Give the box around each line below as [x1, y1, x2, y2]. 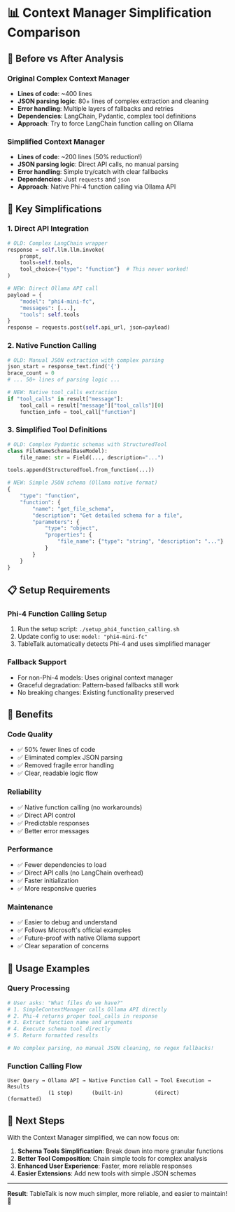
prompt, [20, 252, 42, 260]
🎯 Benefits [7, 708, 54, 720]
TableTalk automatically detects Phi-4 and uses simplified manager [17, 640, 211, 648]
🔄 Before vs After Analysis [7, 53, 124, 65]
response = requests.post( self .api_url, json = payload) [7, 324, 171, 331]
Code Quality [7, 729, 53, 739]
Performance [7, 844, 54, 854]
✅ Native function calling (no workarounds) [17, 803, 143, 812]
